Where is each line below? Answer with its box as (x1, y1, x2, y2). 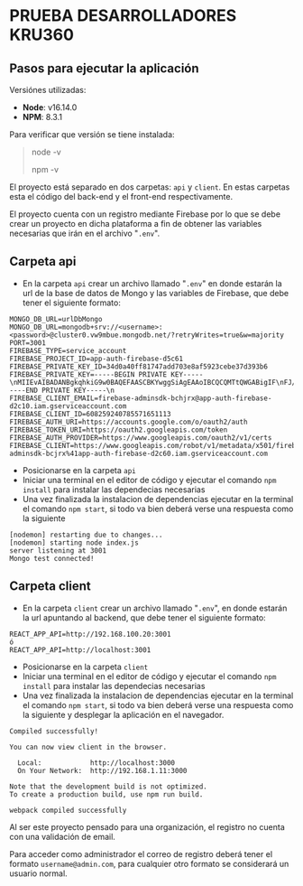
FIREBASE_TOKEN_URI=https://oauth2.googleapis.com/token (9, 425, 228, 434)
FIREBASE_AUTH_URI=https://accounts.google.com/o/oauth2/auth (9, 417, 248, 426)
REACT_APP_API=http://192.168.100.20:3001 (9, 630, 171, 639)
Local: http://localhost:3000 (17, 758, 176, 768)
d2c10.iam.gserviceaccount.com (9, 401, 127, 411)
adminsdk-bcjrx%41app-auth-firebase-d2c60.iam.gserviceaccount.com (9, 449, 269, 458)
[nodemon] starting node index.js (9, 538, 140, 547)
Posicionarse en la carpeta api (22, 464, 137, 475)
